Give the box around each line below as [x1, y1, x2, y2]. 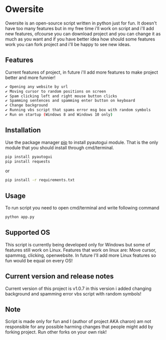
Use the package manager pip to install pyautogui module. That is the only [5, 139, 158, 145]
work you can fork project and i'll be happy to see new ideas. [5, 41, 131, 47]
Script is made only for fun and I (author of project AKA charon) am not [5, 318, 151, 324]
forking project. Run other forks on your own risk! [5, 329, 107, 335]
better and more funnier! [5, 74, 56, 81]
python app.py [5, 214, 35, 220]
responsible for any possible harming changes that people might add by [5, 324, 153, 330]
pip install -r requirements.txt [5, 178, 75, 183]
